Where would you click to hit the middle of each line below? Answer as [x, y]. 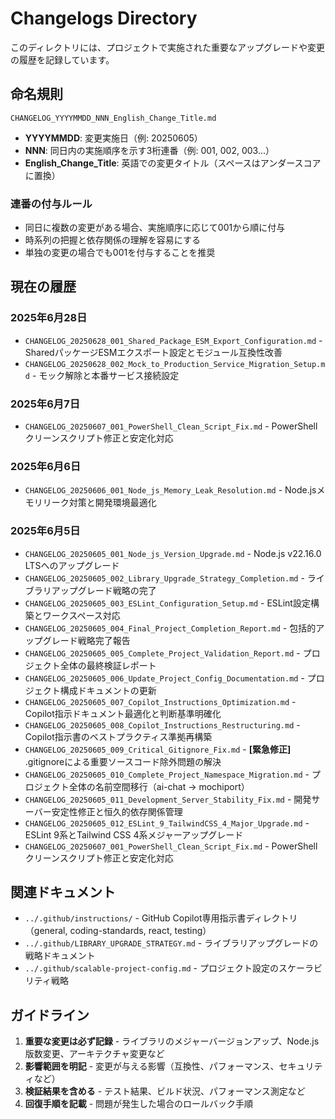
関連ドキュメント [63, 892]
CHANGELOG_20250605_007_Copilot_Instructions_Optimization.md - [160, 701]
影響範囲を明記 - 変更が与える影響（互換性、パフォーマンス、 [152, 1066]
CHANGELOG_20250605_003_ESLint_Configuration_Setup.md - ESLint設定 [167, 603]
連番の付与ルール [51, 204]
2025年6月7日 [45, 404]
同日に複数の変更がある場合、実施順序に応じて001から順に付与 [155, 228]
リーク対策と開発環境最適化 [99, 503]
